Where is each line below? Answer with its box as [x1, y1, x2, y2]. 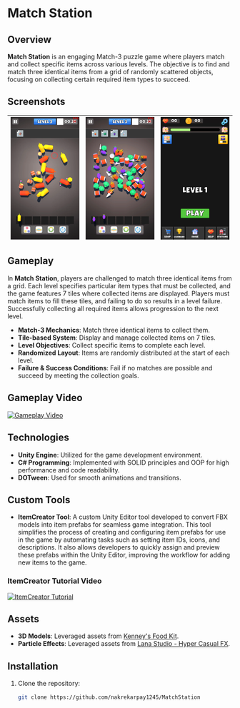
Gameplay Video [7, 392, 83, 404]
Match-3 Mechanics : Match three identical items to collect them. [17, 325, 211, 334]
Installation [7, 660, 59, 672]
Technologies [7, 432, 70, 444]
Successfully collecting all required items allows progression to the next [7, 304, 219, 313]
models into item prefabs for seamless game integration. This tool [17, 520, 211, 529]
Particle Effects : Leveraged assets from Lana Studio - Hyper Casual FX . [17, 639, 231, 648]
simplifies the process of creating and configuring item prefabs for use [17, 528, 226, 537]
